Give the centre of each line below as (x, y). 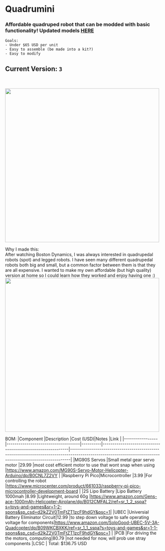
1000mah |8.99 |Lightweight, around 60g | (48, 496)
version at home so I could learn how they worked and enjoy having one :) (80, 275)
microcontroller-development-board (42, 491)
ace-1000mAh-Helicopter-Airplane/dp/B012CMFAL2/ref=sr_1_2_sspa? (76, 502)
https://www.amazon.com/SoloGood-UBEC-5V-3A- (107, 522)
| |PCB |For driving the (134, 533)
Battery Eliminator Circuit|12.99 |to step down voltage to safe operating (77, 518)
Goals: (12, 41)
